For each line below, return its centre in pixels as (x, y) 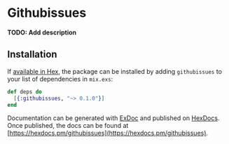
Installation (32, 54)
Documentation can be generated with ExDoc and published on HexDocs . (113, 118)
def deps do (25, 92)
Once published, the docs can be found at (68, 126)
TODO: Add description (42, 32)
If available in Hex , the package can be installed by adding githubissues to (115, 71)
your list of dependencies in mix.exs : (60, 79)
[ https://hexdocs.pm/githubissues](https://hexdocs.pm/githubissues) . (108, 133)
